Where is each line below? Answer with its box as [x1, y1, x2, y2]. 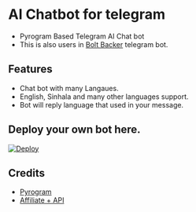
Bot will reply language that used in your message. [19, 100, 183, 109]
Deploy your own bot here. [8, 123, 141, 137]
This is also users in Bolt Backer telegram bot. [19, 39, 168, 49]
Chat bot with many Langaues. [19, 83, 120, 93]
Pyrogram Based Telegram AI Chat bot [19, 31, 145, 41]
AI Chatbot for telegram [8, 5, 166, 24]
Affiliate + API [19, 196, 65, 205]
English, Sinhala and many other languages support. [19, 92, 189, 101]
